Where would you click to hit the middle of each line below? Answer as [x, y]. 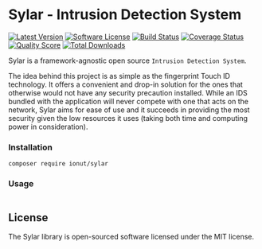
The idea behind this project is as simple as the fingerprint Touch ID [119, 76]
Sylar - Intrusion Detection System [125, 15]
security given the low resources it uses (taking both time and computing [128, 118]
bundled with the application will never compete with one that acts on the [129, 101]
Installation [31, 147]
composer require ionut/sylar [59, 164]
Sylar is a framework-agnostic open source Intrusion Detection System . [127, 60]
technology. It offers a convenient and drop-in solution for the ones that [125, 84]
